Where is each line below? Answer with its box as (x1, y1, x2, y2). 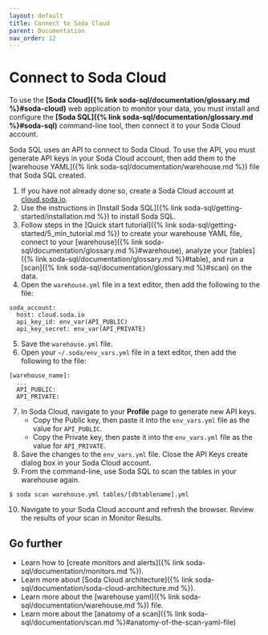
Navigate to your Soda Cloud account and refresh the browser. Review (20, 505, 254, 515)
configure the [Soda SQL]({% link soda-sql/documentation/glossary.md (9, 112, 254, 122)
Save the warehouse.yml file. (20, 339, 113, 349)
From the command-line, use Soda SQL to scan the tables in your (20, 466, 237, 476)
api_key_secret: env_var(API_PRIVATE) (16, 325, 147, 333)
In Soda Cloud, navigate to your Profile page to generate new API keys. (20, 407, 257, 417)
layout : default (9, 11, 63, 20)
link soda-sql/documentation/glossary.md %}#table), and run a (35, 254, 244, 264)
